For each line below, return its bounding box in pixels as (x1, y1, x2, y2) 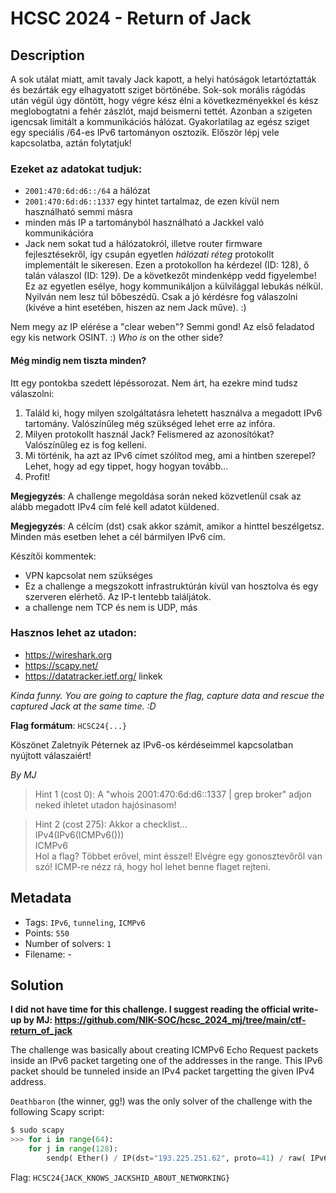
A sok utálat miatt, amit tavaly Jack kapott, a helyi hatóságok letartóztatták (10, 73, 317, 85)
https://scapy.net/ (24, 659, 99, 671)
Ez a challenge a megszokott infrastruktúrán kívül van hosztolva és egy (24, 580, 319, 592)
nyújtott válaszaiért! (10, 749, 92, 761)
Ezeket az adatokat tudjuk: (10, 162, 143, 176)
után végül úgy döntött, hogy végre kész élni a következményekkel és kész (10, 95, 319, 106)
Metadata (10, 890, 72, 907)
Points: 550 (24, 927, 70, 939)
